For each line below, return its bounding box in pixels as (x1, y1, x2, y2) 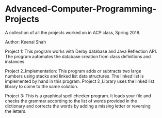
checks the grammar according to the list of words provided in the (5, 98, 137, 103)
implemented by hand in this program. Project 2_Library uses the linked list (5, 78, 154, 84)
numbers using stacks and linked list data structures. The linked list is (5, 73, 144, 79)
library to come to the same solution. (5, 83, 79, 89)
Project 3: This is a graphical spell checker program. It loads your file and (5, 93, 151, 99)
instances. (5, 59, 26, 64)
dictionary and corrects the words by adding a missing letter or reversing (5, 103, 151, 109)
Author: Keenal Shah (5, 39, 46, 44)
